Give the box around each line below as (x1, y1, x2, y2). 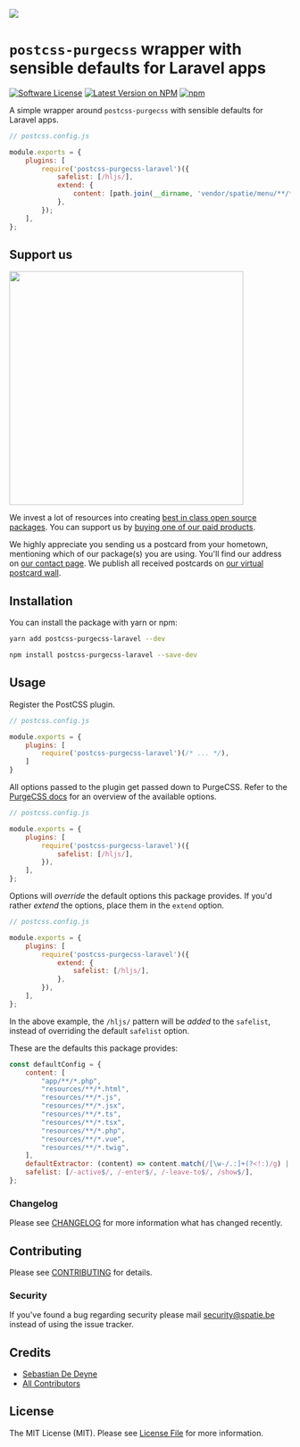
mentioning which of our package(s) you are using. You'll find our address (9, 549, 282, 560)
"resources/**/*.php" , (41, 1126, 126, 1135)
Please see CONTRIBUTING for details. (9, 1267, 154, 1277)
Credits (9, 1344, 52, 1360)
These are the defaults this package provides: (9, 1043, 179, 1053)
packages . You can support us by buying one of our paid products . (9, 522, 256, 533)
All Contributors (21, 1378, 80, 1389)
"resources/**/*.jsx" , (41, 1102, 126, 1110)
